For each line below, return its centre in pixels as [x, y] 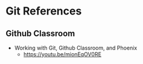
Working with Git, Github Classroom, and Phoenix [76, 48]
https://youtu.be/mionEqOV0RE [62, 54]
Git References [44, 11]
